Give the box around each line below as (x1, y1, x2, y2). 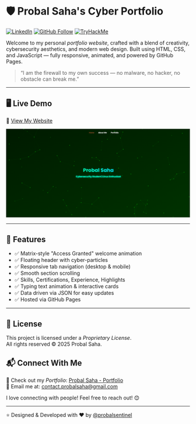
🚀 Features (6, 235, 46, 244)
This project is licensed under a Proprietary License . (6, 335, 132, 342)
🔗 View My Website (6, 117, 53, 124)
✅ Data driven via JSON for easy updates (14, 289, 114, 297)
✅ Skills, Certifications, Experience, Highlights (14, 276, 125, 284)
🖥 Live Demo (6, 99, 52, 109)
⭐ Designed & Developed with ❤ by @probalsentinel (6, 411, 132, 418)
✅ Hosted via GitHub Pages (14, 296, 81, 303)
